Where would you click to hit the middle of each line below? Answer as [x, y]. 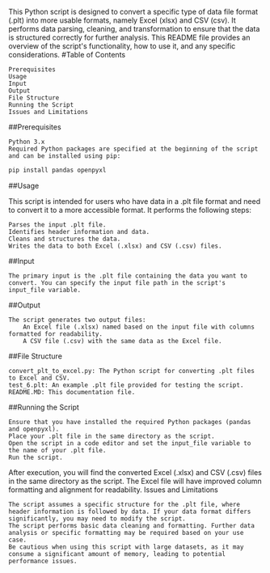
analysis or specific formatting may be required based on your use [126, 533]
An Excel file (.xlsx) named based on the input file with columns [139, 327]
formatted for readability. [56, 334]
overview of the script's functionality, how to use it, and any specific [122, 46]
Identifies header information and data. [79, 231]
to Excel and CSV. [39, 378]
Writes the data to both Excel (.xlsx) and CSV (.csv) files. [115, 246]
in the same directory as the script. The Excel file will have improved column [135, 481]
